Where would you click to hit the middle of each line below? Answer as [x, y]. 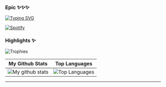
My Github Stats [28, 63]
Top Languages [74, 63]
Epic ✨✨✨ [17, 7]
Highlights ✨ [21, 41]
